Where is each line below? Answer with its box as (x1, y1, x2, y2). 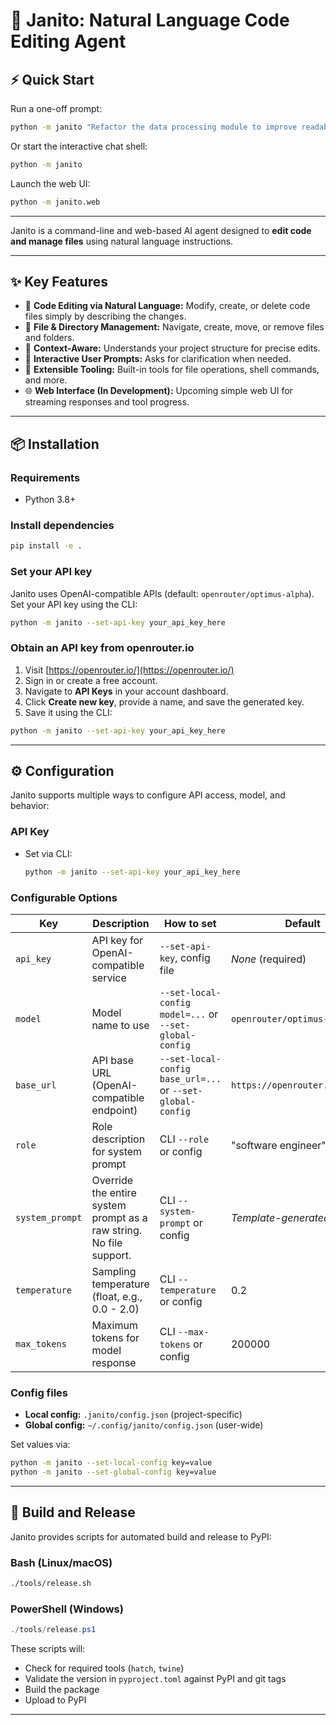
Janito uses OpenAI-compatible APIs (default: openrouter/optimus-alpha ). (10, 587, 315, 599)
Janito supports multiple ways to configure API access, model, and (10, 789, 286, 801)
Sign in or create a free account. (24, 674, 158, 686)
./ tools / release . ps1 (10, 1625, 97, 1635)
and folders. (24, 332, 75, 344)
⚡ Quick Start (10, 71, 95, 88)
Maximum (91, 1318, 138, 1332)
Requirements (10, 470, 81, 484)
